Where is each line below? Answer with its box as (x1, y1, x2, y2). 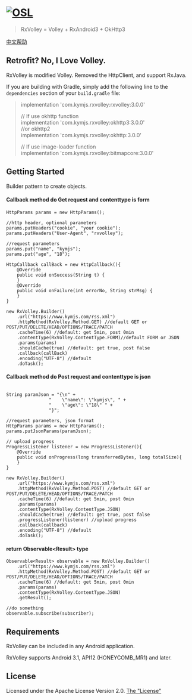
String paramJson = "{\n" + (6, 391, 76, 398)
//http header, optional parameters (6, 219, 97, 226)
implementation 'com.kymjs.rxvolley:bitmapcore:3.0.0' (20, 149, 154, 156)
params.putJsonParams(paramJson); (6, 428, 92, 434)
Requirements (6, 627, 59, 637)
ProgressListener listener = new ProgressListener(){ (6, 444, 143, 450)
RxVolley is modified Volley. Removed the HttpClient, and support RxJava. (6, 72, 187, 79)
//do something (6, 605, 44, 611)
